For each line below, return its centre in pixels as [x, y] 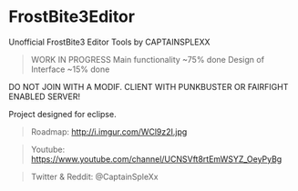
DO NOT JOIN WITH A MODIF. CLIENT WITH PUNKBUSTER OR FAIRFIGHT [149, 86]
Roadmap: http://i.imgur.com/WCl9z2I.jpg [109, 131]
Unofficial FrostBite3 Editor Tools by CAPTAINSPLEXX [109, 42]
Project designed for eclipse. [62, 114]
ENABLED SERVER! [45, 96]
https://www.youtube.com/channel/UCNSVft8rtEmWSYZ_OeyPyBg [156, 159]
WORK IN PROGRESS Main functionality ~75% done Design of [148, 59]
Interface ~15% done [70, 69]
